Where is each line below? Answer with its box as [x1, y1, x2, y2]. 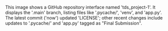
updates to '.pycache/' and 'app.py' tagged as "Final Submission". [5, 20, 142, 26]
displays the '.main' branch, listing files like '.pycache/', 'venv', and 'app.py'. [5, 9, 162, 15]
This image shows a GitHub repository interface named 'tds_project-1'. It [5, 4, 156, 10]
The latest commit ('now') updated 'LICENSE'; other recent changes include [5, 15, 163, 20]
